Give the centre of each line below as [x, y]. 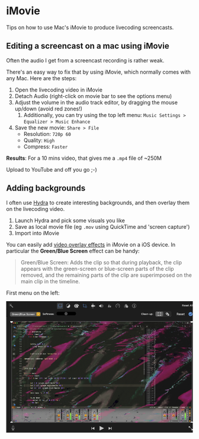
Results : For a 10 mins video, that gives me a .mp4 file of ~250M [84, 158]
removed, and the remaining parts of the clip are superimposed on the [106, 275]
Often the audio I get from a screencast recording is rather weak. [85, 60]
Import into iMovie [37, 233]
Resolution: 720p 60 [47, 134]
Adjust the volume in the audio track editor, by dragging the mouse [96, 102]
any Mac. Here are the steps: [41, 78]
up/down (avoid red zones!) [49, 109]
